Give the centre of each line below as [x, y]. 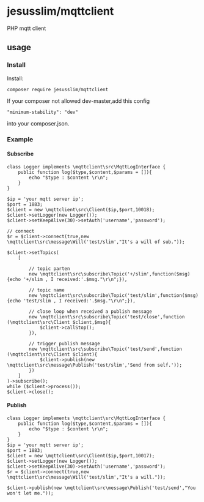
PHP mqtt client [27, 28]
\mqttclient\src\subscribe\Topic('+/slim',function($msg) [115, 274]
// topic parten [49, 268]
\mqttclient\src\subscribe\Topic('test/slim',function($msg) [119, 295]
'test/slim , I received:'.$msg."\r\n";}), [79, 301]
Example [20, 139]
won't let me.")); [30, 493]
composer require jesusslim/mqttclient [58, 89]
